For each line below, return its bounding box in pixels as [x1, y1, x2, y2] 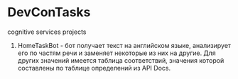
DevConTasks [7, 4, 91, 20]
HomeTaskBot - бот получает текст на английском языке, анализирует [17, 41, 232, 49]
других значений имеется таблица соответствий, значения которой [17, 56, 225, 64]
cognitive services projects [7, 28, 87, 36]
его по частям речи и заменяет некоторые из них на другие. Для [17, 49, 216, 57]
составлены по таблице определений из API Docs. [17, 63, 171, 72]
